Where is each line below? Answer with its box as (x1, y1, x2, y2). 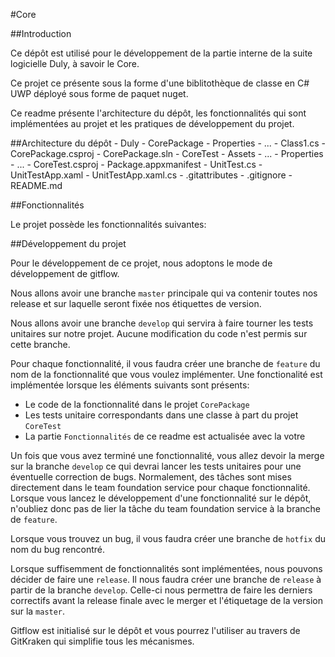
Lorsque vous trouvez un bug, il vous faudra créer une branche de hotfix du (10, 533, 326, 544)
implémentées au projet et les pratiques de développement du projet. (10, 118, 295, 129)
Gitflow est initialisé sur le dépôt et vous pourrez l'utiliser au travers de (10, 625, 301, 636)
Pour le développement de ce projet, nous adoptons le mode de (10, 257, 273, 269)
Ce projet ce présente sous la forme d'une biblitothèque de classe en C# (10, 77, 310, 89)
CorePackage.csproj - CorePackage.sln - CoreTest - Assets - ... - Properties (10, 148, 324, 159)
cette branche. (10, 339, 71, 350)
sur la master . (10, 605, 66, 617)
